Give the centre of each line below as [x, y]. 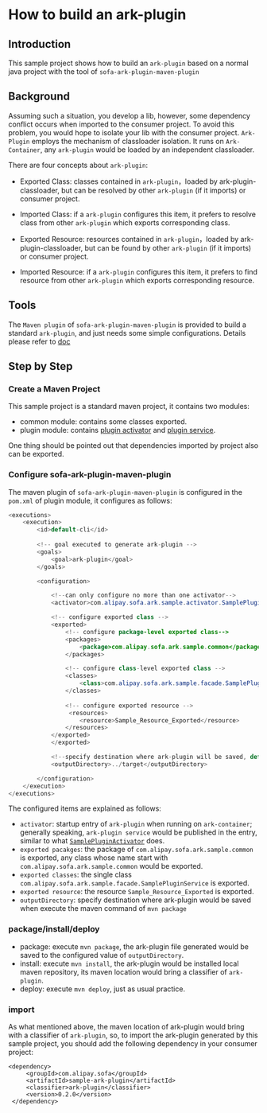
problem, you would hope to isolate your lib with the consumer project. [124, 132]
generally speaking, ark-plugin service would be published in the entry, [138, 832]
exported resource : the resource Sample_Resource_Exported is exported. [137, 892]
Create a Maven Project [54, 389]
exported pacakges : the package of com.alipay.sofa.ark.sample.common [136, 850]
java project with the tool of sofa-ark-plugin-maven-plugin [104, 72]
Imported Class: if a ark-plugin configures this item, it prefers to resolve [138, 214]
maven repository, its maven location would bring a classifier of [124, 971]
